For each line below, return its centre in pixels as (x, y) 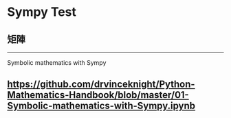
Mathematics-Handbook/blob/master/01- (98, 95)
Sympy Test (42, 12)
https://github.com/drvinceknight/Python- (101, 85)
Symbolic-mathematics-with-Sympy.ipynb (101, 106)
